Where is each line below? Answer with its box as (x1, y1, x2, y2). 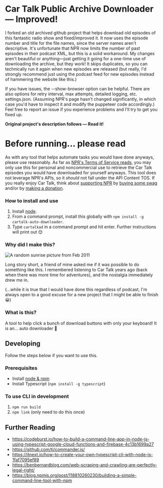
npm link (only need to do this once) (12, 409, 85, 415)
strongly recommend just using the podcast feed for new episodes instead (5, 71, 155, 77)
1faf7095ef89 (12, 456, 39, 463)
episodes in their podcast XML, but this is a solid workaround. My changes (5, 50, 155, 56)
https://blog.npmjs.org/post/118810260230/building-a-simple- (12, 472, 137, 478)
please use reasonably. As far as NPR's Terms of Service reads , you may (5, 159, 151, 165)
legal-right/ (12, 467, 35, 473)
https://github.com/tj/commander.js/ (12, 446, 85, 452)
